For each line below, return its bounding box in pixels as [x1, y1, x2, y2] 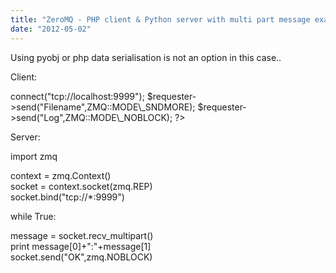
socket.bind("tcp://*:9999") [10, 191, 125, 203]
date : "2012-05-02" [10, 24, 92, 34]
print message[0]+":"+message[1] [10, 240, 152, 252]
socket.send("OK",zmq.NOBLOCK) [10, 251, 153, 263]
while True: [10, 210, 57, 222]
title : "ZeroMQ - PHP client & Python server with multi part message [10, 14, 311, 25]
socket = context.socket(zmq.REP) [10, 180, 153, 192]
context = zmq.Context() [10, 169, 112, 181]
